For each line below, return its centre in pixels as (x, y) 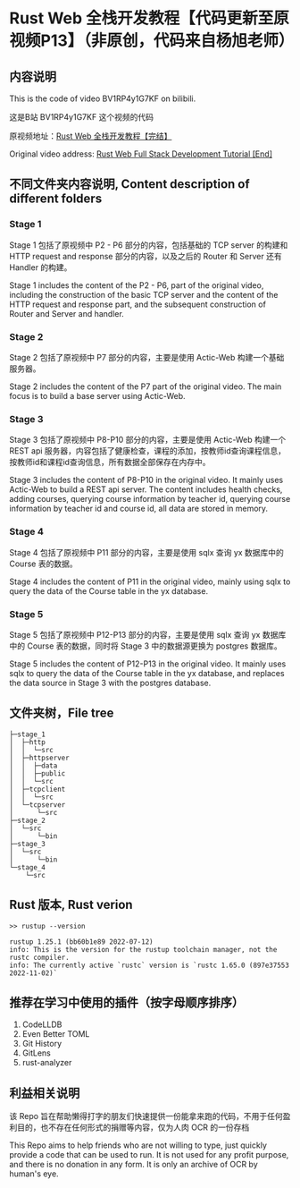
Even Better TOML (56, 1034)
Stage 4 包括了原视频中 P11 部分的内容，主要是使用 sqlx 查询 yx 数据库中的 (146, 552)
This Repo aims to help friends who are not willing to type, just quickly (138, 1145)
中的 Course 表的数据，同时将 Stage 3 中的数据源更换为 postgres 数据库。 (146, 646)
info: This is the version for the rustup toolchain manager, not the (143, 949)
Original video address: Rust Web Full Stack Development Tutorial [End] (141, 154)
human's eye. (34, 1174)
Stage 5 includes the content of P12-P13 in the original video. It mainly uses (148, 664)
